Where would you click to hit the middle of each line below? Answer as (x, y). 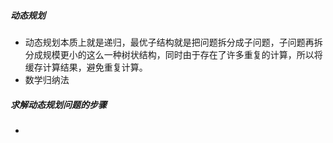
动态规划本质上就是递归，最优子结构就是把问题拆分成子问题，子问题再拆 (173, 42)
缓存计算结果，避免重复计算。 (86, 67)
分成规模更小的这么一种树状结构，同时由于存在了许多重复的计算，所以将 (173, 54)
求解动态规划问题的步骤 (58, 104)
